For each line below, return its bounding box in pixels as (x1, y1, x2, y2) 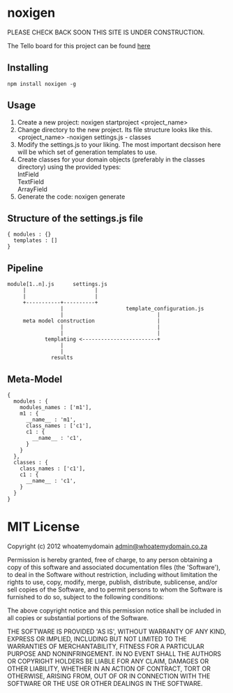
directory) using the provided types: (17, 162, 121, 171)
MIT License (7, 519, 80, 535)
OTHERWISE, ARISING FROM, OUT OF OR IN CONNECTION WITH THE (7, 671, 211, 680)
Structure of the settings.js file (7, 212, 144, 224)
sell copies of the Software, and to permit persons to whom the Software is (7, 585, 223, 594)
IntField (17, 170, 40, 178)
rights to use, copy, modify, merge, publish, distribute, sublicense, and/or (7, 578, 218, 586)
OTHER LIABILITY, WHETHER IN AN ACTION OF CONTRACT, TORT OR (7, 664, 211, 673)
